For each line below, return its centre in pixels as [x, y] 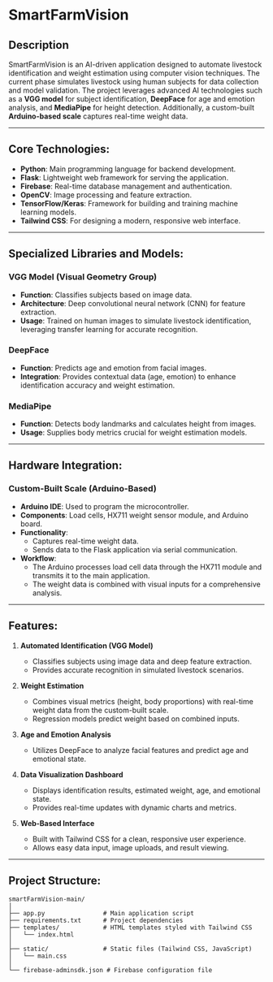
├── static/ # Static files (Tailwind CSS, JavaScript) [130, 949]
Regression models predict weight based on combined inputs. [136, 718]
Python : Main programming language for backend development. [128, 169]
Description [39, 45]
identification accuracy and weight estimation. [97, 385]
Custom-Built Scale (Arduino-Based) [82, 489]
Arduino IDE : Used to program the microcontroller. [104, 506]
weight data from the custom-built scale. [100, 710]
